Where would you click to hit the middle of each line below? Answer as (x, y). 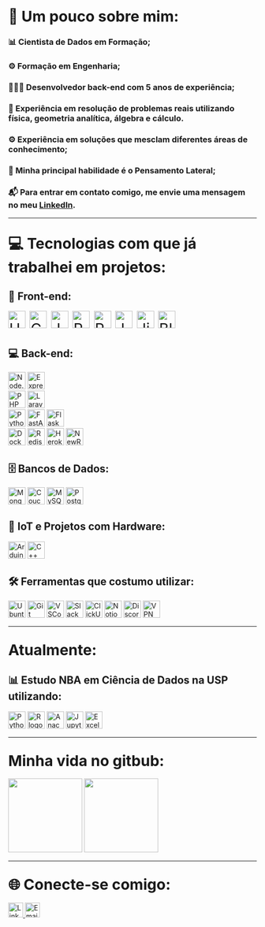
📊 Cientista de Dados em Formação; (80, 42)
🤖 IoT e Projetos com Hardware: (87, 527)
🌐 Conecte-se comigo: (90, 884)
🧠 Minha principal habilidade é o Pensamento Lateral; (112, 170)
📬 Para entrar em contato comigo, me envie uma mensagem (127, 192)
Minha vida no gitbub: (86, 761)
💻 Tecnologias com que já (103, 243)
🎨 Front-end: (40, 296)
